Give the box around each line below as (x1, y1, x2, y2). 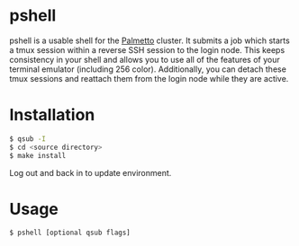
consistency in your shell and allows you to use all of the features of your (9, 54, 281, 65)
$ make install (9, 151, 67, 160)
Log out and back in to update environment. (9, 167, 172, 178)
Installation (9, 105, 95, 126)
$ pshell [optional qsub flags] (9, 228, 131, 238)
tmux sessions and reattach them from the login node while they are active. (9, 73, 289, 83)
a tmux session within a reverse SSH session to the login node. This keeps (9, 44, 285, 55)
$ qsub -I (9, 134, 47, 144)
